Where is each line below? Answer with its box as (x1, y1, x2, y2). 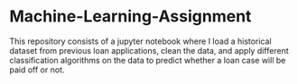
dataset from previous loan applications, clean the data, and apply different (9, 45, 289, 55)
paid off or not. (9, 64, 65, 75)
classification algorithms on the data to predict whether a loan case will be (9, 55, 286, 65)
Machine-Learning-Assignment (9, 6, 252, 27)
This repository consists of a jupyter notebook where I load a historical (9, 36, 273, 46)
